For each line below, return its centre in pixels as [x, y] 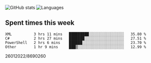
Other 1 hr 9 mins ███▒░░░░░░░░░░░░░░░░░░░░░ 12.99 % [76, 47]
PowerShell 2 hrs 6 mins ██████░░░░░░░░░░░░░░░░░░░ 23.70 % [76, 42]
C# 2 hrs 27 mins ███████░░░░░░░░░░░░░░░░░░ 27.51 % [76, 38]
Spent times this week [40, 23]
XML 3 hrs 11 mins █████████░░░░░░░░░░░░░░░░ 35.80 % [76, 34]
